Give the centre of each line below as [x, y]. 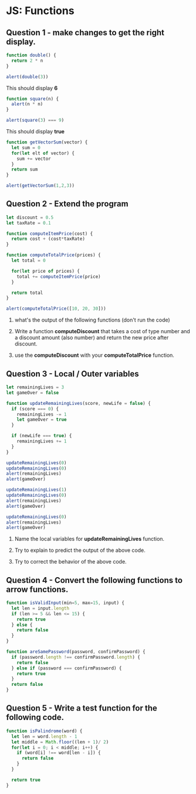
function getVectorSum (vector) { [47, 142]
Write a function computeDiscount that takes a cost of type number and [102, 331]
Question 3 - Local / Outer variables [72, 373]
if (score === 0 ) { [35, 409]
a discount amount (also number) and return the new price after [92, 338]
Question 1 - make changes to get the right [85, 33]
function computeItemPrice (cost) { [50, 233]
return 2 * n [27, 61]
